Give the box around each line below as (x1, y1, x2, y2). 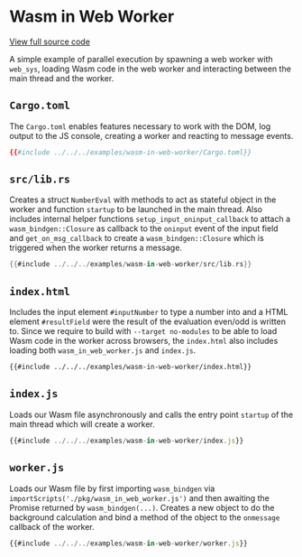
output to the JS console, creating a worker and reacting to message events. (9, 130, 294, 141)
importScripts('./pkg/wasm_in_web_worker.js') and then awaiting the (9, 492, 270, 503)
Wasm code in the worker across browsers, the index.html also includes (9, 336, 279, 347)
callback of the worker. (9, 521, 95, 532)
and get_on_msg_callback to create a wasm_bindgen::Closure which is (9, 233, 264, 244)
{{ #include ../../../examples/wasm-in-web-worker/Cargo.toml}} (9, 147, 252, 157)
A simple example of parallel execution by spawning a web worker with (9, 53, 273, 64)
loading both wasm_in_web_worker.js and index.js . (9, 345, 197, 356)
